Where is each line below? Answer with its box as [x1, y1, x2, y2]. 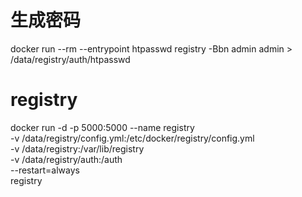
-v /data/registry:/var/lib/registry [10, 142, 145, 155]
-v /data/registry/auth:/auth [10, 153, 123, 165]
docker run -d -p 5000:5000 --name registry [10, 121, 195, 133]
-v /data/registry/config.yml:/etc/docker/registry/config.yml [10, 132, 255, 144]
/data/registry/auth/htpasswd [10, 53, 131, 65]
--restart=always [10, 164, 80, 176]
